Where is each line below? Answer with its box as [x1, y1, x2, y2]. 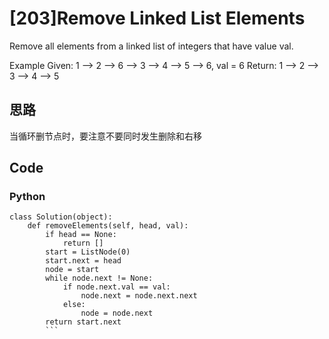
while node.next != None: [45, 273, 154, 284]
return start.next [45, 317, 122, 327]
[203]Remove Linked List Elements [9, 7, 306, 30]
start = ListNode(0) [45, 247, 131, 257]
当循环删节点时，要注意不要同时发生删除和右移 [9, 130, 202, 142]
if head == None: [45, 230, 117, 240]
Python [9, 190, 46, 204]
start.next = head [45, 256, 122, 266]
